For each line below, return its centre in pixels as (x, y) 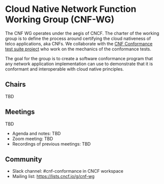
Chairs (16, 85)
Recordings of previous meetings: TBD (51, 144)
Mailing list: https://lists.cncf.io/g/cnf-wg (53, 177)
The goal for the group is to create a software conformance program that (79, 58)
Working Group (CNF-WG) (60, 19)
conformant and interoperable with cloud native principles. (65, 69)
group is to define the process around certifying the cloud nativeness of (78, 38)
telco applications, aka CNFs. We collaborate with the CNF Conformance (79, 43)
